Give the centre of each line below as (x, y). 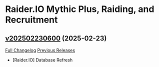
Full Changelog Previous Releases (40, 50)
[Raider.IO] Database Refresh (42, 60)
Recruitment (31, 20)
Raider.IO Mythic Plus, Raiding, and (80, 9)
